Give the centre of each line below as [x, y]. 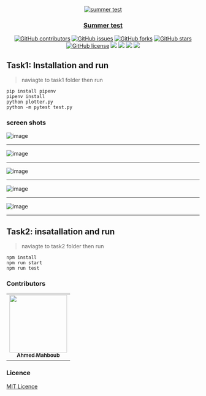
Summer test [103, 25]
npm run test [23, 268]
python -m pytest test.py [39, 107]
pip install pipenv [31, 91]
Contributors [26, 284]
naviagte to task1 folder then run [62, 80]
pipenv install [26, 97]
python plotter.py [30, 102]
